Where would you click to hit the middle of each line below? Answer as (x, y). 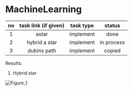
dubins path (42, 50)
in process (112, 42)
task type (82, 25)
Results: (14, 63)
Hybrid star (25, 73)
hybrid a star (42, 42)
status (112, 25)
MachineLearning (43, 9)
